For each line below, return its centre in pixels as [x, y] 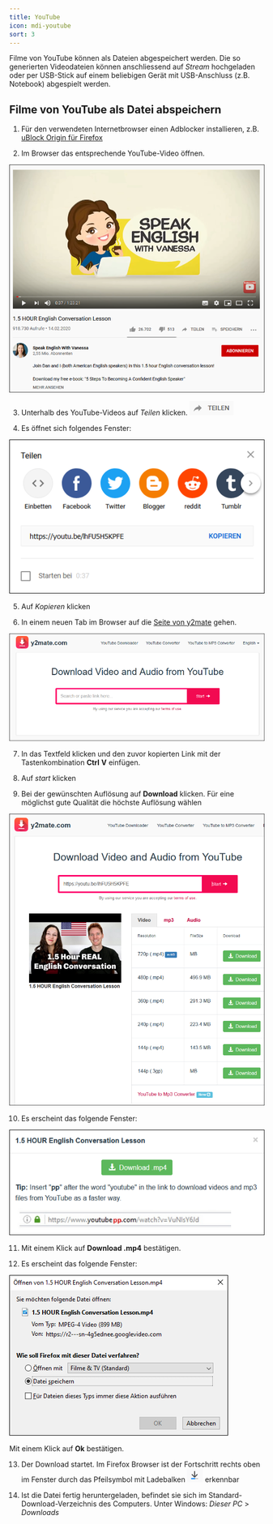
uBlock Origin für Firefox [62, 138]
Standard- [225, 1496]
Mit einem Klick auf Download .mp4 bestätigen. [101, 1249]
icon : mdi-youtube [40, 26]
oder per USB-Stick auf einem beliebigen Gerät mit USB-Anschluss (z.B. [130, 75]
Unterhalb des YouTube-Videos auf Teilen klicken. [104, 412]
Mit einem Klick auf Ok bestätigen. [67, 1449]
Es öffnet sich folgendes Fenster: [76, 429]
